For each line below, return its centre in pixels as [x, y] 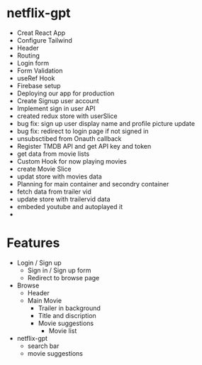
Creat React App [41, 33]
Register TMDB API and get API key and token [84, 146]
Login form [33, 63]
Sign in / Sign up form [59, 270]
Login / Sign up [39, 263]
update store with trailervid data [63, 199]
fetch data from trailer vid [54, 191]
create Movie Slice [44, 169]
